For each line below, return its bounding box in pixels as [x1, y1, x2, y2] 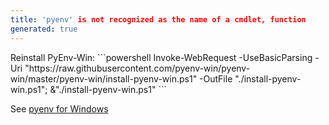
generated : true [10, 24, 78, 34]
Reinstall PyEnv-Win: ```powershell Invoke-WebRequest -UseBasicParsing [10, 51, 313, 63]
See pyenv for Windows [10, 102, 109, 115]
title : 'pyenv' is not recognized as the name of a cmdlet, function [10, 14, 307, 25]
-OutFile [199, 72, 233, 85]
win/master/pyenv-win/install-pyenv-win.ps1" [10, 72, 198, 85]
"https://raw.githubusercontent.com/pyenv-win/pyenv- [24, 62, 251, 74]
